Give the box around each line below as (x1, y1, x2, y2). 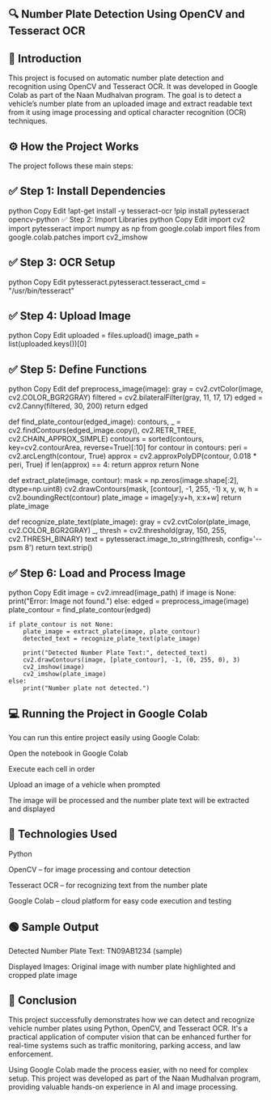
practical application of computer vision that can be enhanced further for (8, 1032, 252, 1042)
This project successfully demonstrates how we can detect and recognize (8, 1015, 255, 1025)
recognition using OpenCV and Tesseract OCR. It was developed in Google (8, 82, 258, 91)
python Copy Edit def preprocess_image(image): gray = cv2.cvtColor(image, (8, 384, 264, 394)
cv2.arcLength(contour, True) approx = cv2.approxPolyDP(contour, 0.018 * (8, 451, 257, 461)
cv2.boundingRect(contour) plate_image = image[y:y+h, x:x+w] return (8, 493, 242, 502)
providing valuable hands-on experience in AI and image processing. (8, 1082, 238, 1092)
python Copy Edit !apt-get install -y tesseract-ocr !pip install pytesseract (8, 205, 249, 215)
